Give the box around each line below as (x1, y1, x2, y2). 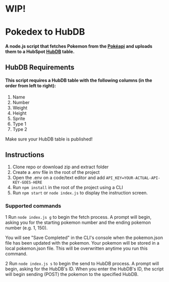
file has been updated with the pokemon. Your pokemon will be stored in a (5, 240, 160, 246)
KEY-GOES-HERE (12, 180, 42, 185)
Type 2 (12, 126, 28, 132)
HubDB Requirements (5, 63, 75, 72)
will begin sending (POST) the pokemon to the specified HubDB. (5, 271, 139, 277)
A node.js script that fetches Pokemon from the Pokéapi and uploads (5, 43, 153, 49)
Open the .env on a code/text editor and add (12, 175, 105, 181)
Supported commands (5, 203, 62, 210)
